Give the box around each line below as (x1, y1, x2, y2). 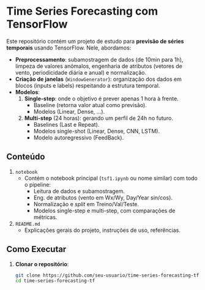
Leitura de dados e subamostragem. (33, 187, 125, 195)
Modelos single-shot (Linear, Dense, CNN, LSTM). (33, 127, 160, 135)
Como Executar (6, 244, 67, 255)
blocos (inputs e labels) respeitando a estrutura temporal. (15, 81, 160, 89)
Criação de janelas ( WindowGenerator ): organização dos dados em (15, 75, 182, 83)
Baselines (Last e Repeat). (33, 121, 100, 128)
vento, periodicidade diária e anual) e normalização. (15, 69, 147, 76)
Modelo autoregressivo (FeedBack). (33, 133, 124, 141)
